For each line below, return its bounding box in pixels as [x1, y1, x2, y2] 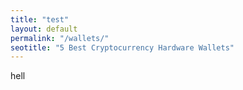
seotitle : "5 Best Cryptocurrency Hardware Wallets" [10, 42, 235, 53]
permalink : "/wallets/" [10, 33, 110, 43]
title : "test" [10, 14, 70, 25]
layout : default [10, 24, 78, 34]
